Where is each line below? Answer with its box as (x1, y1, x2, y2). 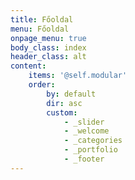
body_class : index (10, 42, 87, 53)
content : (10, 61, 47, 71)
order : (28, 80, 56, 90)
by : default (46, 89, 97, 99)
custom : (46, 107, 78, 118)
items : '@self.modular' (28, 71, 128, 81)
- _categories (63, 136, 123, 146)
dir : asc (46, 98, 83, 108)
